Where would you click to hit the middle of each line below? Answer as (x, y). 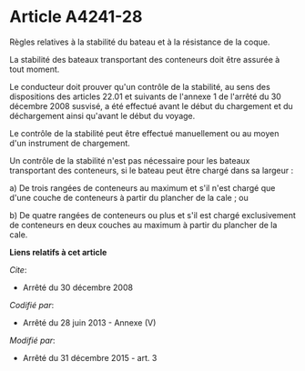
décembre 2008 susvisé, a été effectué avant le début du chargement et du (151, 105)
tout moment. (35, 69)
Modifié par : (33, 340)
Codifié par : (32, 305)
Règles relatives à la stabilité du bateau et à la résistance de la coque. (140, 42)
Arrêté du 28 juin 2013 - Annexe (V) (89, 322)
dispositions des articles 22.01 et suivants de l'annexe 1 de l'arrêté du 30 (146, 96)
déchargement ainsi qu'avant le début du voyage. (102, 115)
